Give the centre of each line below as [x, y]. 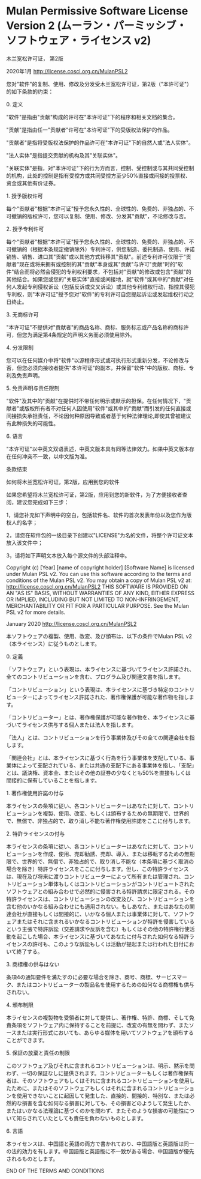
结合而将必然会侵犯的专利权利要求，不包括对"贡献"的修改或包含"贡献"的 [103, 271]
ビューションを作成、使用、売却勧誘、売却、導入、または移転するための [95, 853]
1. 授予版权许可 [25, 196]
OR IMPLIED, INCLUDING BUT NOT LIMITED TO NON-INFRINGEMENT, [93, 599]
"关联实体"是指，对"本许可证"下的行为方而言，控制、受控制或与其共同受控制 [100, 168]
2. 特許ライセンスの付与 [36, 834]
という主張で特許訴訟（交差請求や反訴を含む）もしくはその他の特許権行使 [98, 929]
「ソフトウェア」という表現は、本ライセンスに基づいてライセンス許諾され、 [100, 669]
